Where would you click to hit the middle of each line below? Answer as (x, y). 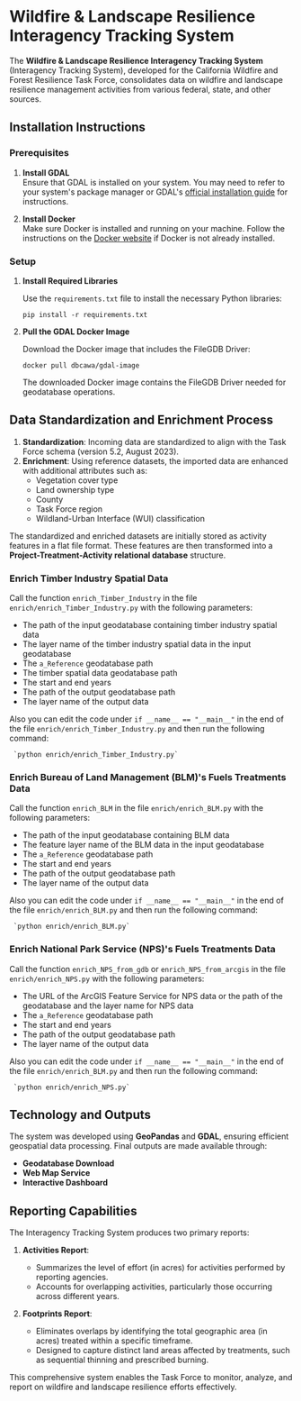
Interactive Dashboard (65, 1183)
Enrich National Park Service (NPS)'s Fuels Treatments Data (142, 950)
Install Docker (49, 219)
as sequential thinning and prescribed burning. (122, 1360)
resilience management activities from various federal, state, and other (140, 89)
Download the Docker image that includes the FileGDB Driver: (136, 349)
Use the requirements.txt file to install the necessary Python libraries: (152, 298)
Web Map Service (56, 1173)
